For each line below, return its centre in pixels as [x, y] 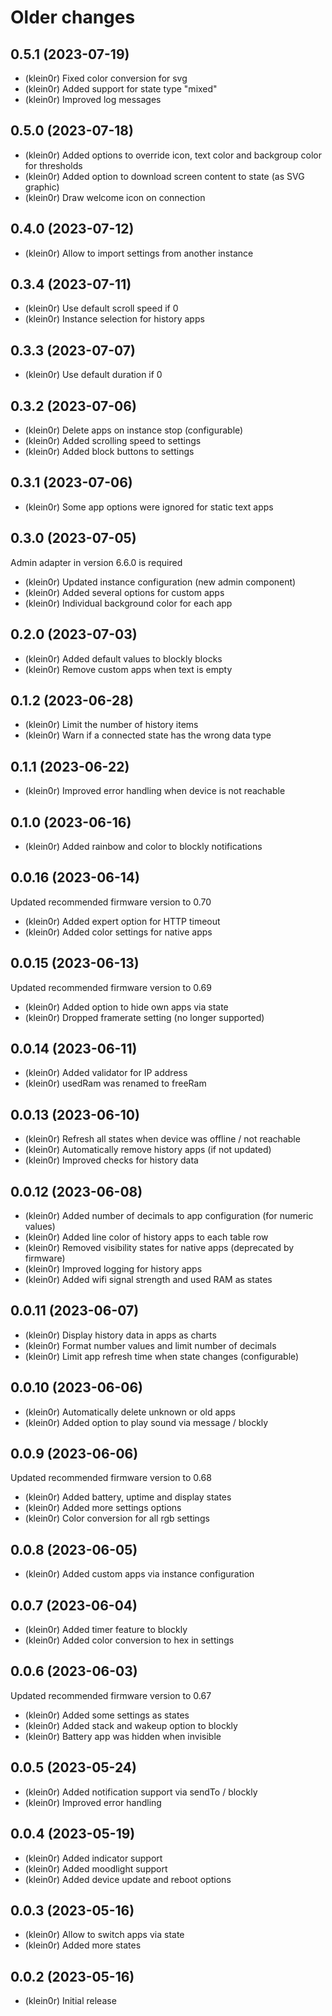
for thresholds [53, 165]
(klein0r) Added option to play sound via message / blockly [146, 1422]
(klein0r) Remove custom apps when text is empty [128, 669]
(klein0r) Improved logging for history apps [113, 1269]
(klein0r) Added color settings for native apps [118, 932]
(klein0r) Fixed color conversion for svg [106, 78]
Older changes [73, 17]
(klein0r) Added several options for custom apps [124, 592]
